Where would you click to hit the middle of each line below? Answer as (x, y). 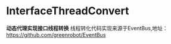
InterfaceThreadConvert (68, 11)
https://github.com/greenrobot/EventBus (56, 34)
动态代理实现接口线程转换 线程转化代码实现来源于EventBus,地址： (87, 28)
